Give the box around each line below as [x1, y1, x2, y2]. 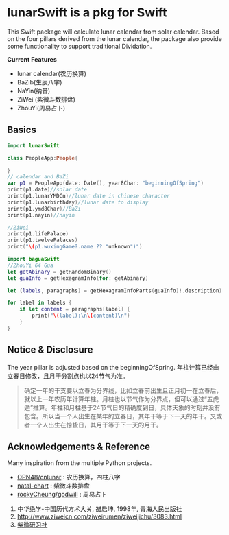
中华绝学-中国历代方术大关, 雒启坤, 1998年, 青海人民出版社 [16, 505, 182, 513]
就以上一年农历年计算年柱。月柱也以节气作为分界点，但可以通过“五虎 [23, 394, 219, 403]
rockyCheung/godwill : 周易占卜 [16, 490, 108, 499]
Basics [7, 124, 36, 136]
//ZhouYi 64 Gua [7, 262, 53, 269]
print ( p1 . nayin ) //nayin [7, 211, 75, 219]
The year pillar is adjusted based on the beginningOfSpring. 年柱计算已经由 [7, 363, 219, 371]
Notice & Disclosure [7, 344, 94, 356]
